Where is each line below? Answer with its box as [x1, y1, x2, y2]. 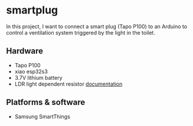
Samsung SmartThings [14, 113, 71, 120]
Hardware [6, 46, 43, 56]
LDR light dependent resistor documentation [14, 80, 123, 87]
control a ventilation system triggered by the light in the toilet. [6, 29, 155, 36]
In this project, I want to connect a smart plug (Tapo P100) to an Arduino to [6, 23, 188, 30]
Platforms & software [6, 97, 86, 107]
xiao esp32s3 [14, 68, 48, 75]
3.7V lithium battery [14, 74, 63, 81]
